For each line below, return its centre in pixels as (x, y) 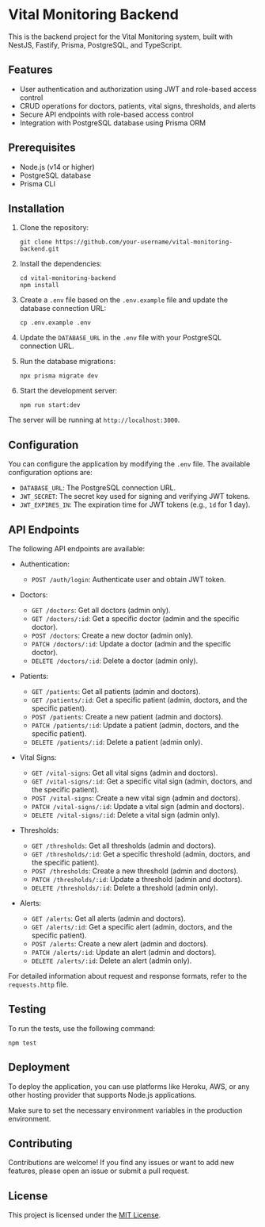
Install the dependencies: (61, 264)
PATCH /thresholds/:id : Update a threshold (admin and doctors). (137, 879)
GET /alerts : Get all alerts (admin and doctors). (108, 918)
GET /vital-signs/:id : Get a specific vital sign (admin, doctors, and (142, 781)
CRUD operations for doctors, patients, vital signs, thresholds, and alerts (138, 105)
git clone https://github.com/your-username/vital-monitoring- (126, 242)
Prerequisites (42, 148)
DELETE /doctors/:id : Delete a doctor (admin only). (115, 661)
